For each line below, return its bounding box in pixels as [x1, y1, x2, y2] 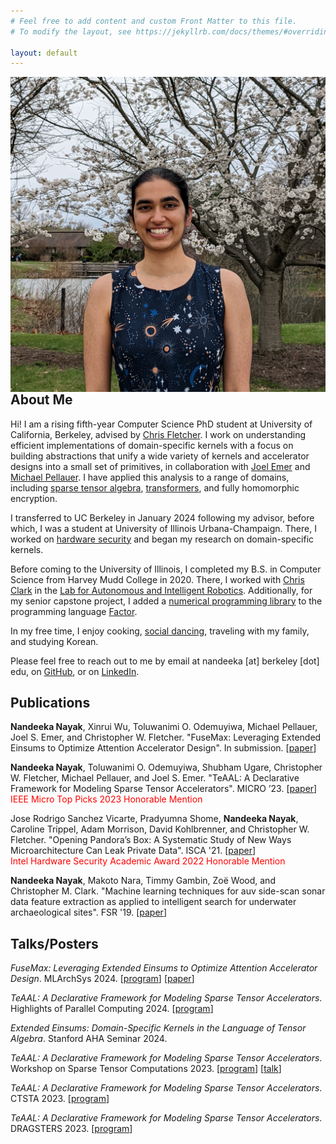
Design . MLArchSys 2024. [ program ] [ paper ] [10, 973, 195, 985]
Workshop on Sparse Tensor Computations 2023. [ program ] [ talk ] [10, 1063, 282, 1075]
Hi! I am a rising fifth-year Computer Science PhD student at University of [10, 418, 313, 430]
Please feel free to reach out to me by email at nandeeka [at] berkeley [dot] [10, 655, 320, 667]
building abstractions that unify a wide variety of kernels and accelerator [10, 450, 310, 462]
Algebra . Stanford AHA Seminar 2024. [10, 1033, 168, 1045]
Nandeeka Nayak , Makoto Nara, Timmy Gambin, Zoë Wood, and [10, 875, 276, 887]
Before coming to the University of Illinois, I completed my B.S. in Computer [10, 563, 322, 575]
